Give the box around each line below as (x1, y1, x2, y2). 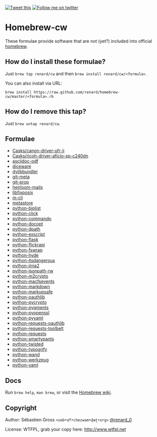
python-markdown (12, 283, 50, 290)
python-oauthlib (12, 294, 45, 300)
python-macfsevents (12, 279, 55, 284)
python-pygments (12, 305, 49, 311)
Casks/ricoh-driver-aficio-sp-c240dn (12, 153, 89, 159)
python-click (12, 211, 38, 217)
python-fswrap (12, 247, 43, 253)
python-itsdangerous (12, 257, 55, 263)
